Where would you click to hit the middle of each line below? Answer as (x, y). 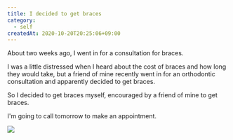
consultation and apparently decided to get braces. (81, 82)
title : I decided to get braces (54, 14)
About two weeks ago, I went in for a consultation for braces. (95, 53)
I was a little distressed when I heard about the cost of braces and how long (117, 66)
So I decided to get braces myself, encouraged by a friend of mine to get (112, 95)
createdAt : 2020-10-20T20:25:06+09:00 (64, 33)
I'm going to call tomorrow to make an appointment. (82, 116)
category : (22, 20)
